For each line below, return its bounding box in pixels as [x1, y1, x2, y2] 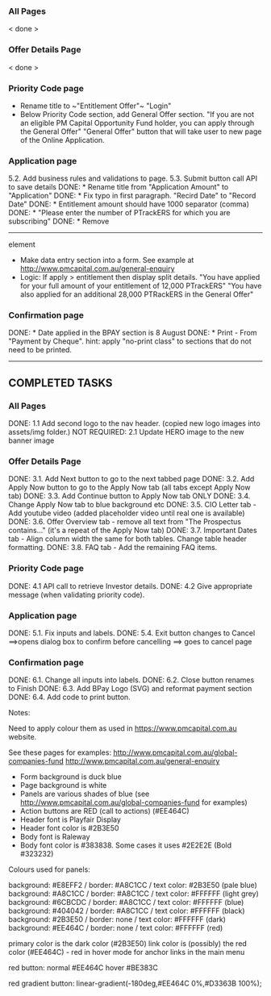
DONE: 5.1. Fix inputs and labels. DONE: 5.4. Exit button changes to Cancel [8, 628, 256, 638]
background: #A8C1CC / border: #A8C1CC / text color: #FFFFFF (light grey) [8, 889, 260, 898]
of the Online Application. [19, 135, 105, 144]
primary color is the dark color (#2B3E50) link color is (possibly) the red [8, 939, 248, 948]
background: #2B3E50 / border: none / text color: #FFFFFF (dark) [8, 915, 226, 924]
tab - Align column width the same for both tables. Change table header [8, 534, 248, 544]
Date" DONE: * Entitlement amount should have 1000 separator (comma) [8, 199, 250, 209]
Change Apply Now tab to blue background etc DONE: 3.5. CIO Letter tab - [8, 500, 256, 510]
